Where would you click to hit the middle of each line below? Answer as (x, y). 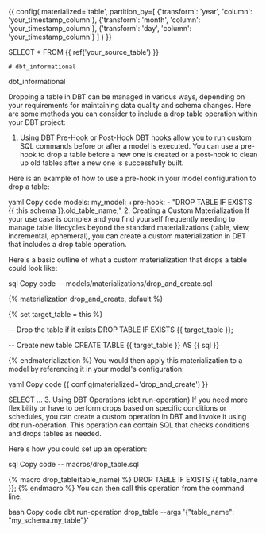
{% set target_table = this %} (56, 314)
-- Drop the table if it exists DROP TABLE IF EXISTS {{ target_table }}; (121, 330)
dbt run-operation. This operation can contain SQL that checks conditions (129, 425)
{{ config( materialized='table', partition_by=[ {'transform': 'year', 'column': (130, 12)
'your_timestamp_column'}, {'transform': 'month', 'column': (104, 20)
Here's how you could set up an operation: (78, 449)
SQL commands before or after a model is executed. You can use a (129, 146)
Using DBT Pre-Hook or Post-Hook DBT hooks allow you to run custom (135, 137)
